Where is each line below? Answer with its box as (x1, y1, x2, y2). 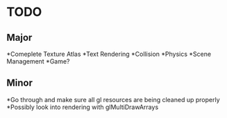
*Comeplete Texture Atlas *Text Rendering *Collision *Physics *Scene (6, 50, 212, 58)
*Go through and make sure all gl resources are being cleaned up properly (6, 95, 220, 104)
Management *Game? (6, 57, 70, 66)
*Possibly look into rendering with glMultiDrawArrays (6, 103, 159, 111)
